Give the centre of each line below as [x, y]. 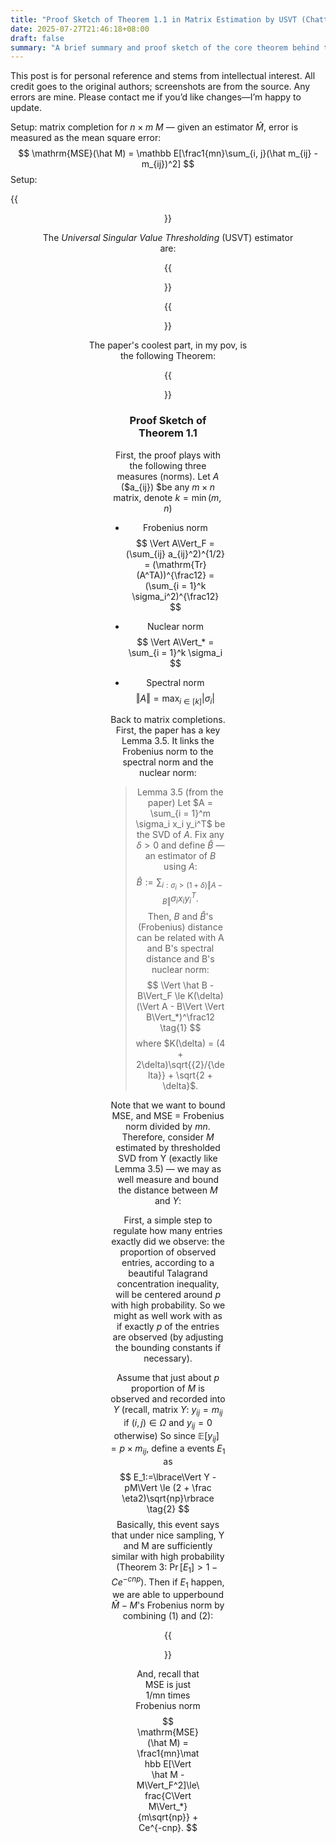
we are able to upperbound [168, 1595]
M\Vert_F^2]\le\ [168, 1785]
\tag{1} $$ [180, 1027]
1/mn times [168, 1695]
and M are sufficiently [168, 1546]
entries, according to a [168, 1262]
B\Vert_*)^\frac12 [180, 1017]
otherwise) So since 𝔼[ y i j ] [166, 1436]
